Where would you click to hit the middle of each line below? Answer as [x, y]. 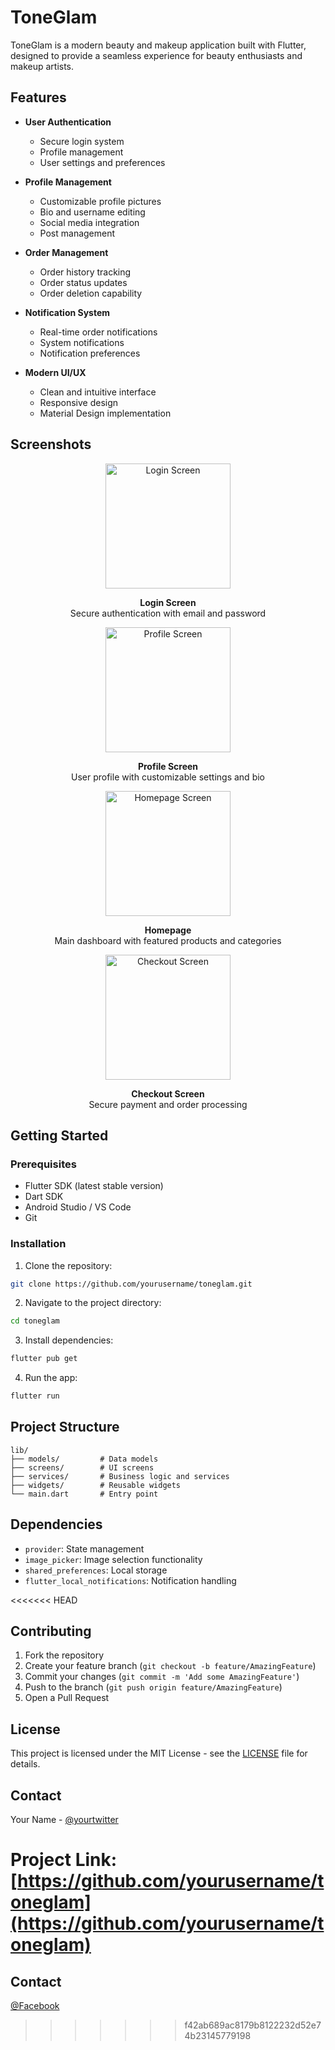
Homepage [168, 930]
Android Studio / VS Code [78, 1207]
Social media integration [89, 222]
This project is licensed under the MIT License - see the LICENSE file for [159, 1753]
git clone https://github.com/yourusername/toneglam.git [131, 1284]
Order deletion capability [91, 293]
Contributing [51, 1631]
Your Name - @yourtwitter [64, 1820]
